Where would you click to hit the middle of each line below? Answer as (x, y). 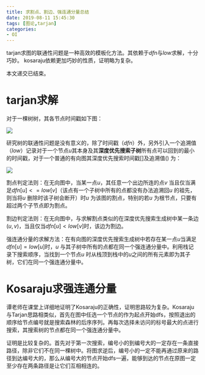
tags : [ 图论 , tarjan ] (31, 23)
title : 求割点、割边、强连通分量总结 (48, 12)
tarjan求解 (32, 100)
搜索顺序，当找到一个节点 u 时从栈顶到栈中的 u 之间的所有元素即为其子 (104, 255)
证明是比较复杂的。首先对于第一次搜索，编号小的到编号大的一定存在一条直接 (103, 343)
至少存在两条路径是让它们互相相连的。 (54, 366)
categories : (21, 29)
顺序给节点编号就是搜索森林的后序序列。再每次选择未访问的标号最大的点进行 (103, 322)
